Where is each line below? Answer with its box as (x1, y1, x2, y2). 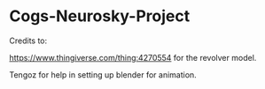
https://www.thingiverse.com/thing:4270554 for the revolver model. (9, 52, 257, 63)
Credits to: (9, 35, 48, 46)
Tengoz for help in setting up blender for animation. (9, 69, 197, 80)
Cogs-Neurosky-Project (9, 6, 191, 26)
